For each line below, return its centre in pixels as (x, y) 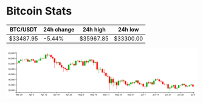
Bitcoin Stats (39, 11)
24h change (59, 30)
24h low (128, 30)
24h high (94, 30)
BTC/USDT (24, 30)
